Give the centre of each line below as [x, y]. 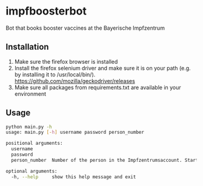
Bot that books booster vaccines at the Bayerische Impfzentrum [85, 28]
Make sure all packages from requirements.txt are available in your [98, 87]
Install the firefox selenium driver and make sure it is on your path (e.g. [103, 68]
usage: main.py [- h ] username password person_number [75, 132]
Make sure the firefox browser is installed [66, 61]
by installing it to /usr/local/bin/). [55, 75]
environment [30, 94]
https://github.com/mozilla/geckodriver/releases [75, 81]
